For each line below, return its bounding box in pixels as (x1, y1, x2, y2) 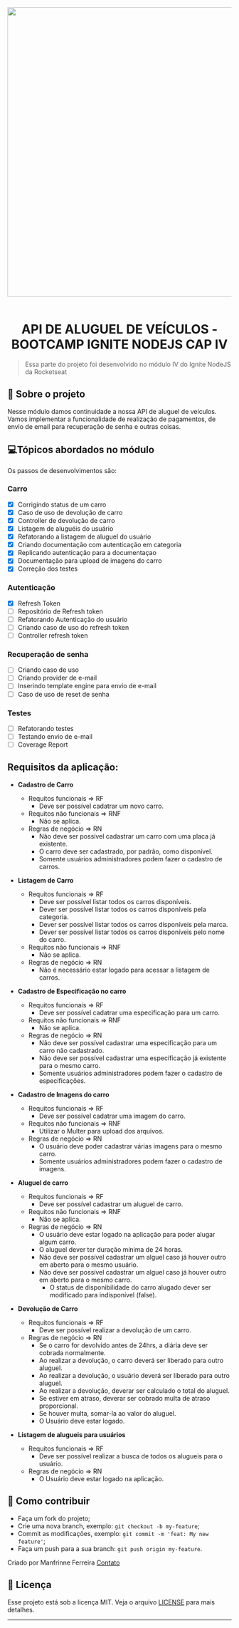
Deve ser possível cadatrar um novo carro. (38, 802, 164, 810)
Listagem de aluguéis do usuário (17, 524, 114, 533)
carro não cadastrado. (38, 1046, 105, 1054)
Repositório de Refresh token (17, 607, 103, 616)
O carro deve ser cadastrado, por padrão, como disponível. (38, 847, 213, 856)
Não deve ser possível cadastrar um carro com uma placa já (38, 831, 216, 840)
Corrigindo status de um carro (17, 500, 107, 509)
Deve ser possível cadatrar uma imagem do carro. (38, 1111, 186, 1120)
